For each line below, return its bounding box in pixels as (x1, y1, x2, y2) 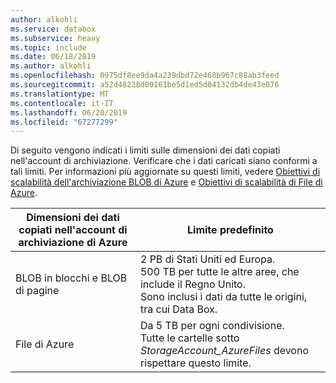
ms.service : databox (10, 24, 97, 34)
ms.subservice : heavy (10, 33, 101, 43)
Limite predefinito (187, 223, 274, 237)
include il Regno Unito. (139, 277, 246, 291)
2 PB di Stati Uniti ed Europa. (139, 252, 276, 266)
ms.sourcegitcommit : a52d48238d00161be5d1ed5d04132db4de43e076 (10, 80, 280, 90)
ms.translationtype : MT (10, 89, 110, 99)
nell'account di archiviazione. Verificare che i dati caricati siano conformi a (10, 155, 318, 167)
